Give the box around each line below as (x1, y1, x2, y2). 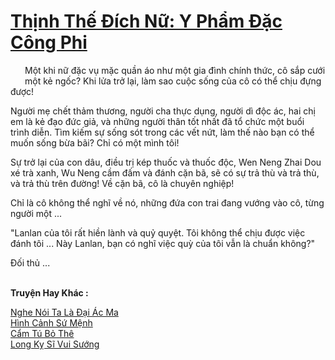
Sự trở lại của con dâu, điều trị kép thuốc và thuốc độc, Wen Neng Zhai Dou (10, 156, 322, 168)
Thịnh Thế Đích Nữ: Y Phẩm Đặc (10, 10, 283, 33)
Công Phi (10, 31, 88, 54)
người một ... (10, 207, 63, 219)
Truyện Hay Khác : (10, 286, 89, 299)
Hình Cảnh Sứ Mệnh (10, 316, 93, 329)
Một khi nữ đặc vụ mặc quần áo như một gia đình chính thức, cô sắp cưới (24, 64, 326, 76)
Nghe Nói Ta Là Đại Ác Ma (10, 306, 119, 318)
